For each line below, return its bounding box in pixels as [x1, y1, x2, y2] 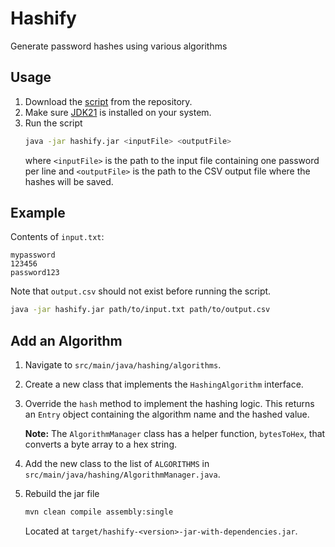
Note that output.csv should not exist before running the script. [10, 285, 272, 297]
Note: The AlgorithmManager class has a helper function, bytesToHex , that [24, 428, 326, 440]
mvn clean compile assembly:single [24, 507, 174, 517]
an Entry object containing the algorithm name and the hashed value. [24, 408, 310, 421]
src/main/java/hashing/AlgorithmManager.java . [24, 468, 221, 481]
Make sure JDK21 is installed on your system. [24, 106, 212, 118]
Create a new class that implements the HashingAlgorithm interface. [24, 378, 304, 391]
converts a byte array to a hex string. [24, 438, 178, 451]
